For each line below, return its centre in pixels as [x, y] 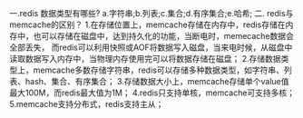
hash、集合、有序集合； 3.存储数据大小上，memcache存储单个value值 [157, 81]
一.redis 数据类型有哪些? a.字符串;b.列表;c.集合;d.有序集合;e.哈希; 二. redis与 [151, 13]
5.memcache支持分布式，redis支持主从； [87, 104]
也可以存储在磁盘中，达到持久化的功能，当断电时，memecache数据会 [164, 36]
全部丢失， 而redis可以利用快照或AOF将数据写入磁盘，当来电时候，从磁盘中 [151, 47]
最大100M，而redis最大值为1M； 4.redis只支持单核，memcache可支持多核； [152, 93]
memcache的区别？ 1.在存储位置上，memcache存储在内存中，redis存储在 [147, 25]
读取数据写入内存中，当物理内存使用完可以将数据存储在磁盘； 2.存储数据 [145, 59]
